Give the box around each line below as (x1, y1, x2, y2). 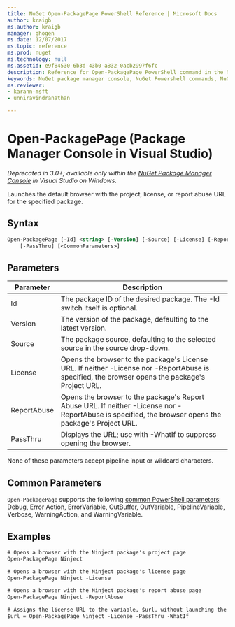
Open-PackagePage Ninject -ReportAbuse (7, 593, 124, 601)
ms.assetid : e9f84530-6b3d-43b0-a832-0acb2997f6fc (7, 62, 158, 69)
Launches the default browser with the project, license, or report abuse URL (7, 189, 226, 198)
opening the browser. (60, 438, 131, 448)
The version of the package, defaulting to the (60, 315, 209, 324)
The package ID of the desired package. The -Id (60, 294, 220, 304)
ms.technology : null (7, 56, 68, 63)
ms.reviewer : (7, 82, 45, 89)
